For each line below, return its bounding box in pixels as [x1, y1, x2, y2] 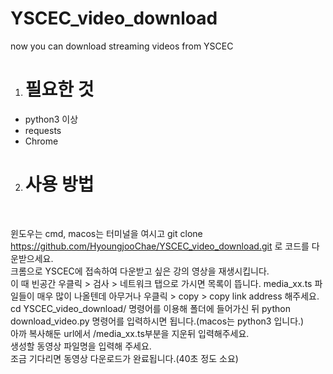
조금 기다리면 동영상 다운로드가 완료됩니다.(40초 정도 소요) [10, 352, 239, 364]
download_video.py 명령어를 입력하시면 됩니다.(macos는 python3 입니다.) [10, 315, 305, 327]
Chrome [24, 135, 59, 147]
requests [24, 124, 62, 136]
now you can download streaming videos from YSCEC [10, 40, 234, 52]
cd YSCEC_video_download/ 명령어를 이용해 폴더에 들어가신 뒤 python [10, 302, 291, 314]
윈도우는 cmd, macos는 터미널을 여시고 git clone [10, 227, 203, 239]
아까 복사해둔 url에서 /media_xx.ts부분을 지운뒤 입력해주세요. [10, 327, 250, 339]
